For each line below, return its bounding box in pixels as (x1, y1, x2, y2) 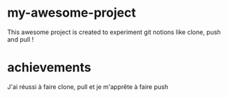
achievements (7, 60, 92, 76)
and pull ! (7, 35, 34, 43)
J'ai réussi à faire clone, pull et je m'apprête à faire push (7, 82, 169, 91)
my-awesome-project (7, 5, 136, 21)
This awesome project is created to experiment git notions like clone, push (7, 28, 221, 36)
